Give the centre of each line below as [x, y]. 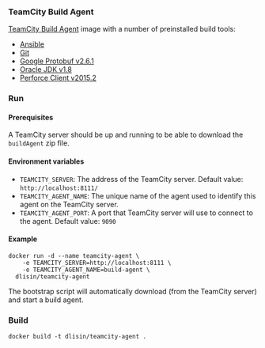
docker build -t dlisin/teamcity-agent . [78, 337]
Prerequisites [31, 117]
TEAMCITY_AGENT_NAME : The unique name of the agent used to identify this [138, 195]
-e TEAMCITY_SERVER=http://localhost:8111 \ [97, 263]
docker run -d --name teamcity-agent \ [74, 255]
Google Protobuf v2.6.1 [57, 61]
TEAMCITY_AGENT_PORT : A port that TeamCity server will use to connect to [136, 213]
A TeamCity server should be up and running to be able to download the [126, 135]
